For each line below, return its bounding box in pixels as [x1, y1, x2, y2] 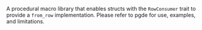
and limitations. [6, 18, 45, 25]
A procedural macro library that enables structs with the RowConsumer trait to [6, 5, 197, 12]
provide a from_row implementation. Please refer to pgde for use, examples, [6, 11, 196, 19]
